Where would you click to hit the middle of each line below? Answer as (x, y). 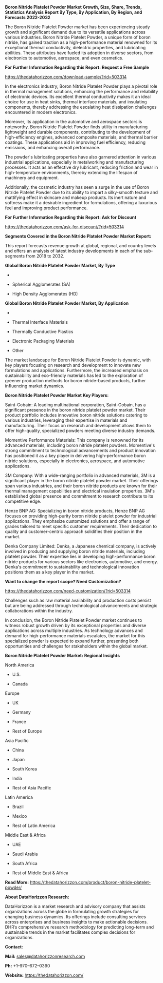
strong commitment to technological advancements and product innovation (81, 450)
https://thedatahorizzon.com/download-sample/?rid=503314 (66, 77)
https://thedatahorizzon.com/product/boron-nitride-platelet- (90, 882)
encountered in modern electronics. (41, 112)
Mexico (19, 816)
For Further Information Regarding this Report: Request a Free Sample (77, 67)
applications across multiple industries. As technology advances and (74, 630)
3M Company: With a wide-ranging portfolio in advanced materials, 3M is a (80, 475)
